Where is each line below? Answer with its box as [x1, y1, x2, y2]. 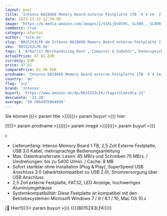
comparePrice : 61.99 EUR [5, 68, 57, 72]
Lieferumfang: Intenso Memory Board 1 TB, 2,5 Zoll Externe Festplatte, [12, 143, 157, 149]
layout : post [5, 7, 32, 12]
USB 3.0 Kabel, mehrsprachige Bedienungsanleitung [12, 148, 120, 154]
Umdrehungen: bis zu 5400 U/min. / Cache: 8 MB [12, 158, 114, 164]
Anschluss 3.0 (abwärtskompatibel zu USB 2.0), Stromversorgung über [12, 169, 158, 175]
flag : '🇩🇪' [5, 81, 30, 86]
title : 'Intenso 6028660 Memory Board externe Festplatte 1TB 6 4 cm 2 [5, 12, 162, 17]
